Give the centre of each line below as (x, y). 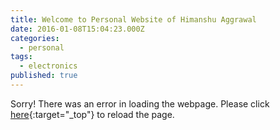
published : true (44, 76)
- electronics (48, 66)
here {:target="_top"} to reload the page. (92, 114)
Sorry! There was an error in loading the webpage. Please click (140, 103)
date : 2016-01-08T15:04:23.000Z (77, 29)
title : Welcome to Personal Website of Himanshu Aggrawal (133, 19)
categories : (35, 38)
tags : (21, 57)
